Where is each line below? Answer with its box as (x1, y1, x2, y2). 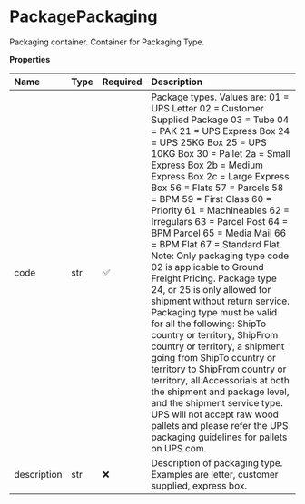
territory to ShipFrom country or (151, 363, 287, 375)
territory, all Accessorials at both (151, 373, 290, 386)
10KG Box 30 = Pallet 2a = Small (151, 147, 290, 160)
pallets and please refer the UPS (151, 419, 289, 431)
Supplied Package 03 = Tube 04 (151, 113, 290, 126)
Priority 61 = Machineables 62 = (151, 204, 290, 217)
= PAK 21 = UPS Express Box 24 (151, 124, 290, 137)
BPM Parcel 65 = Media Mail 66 (151, 227, 287, 239)
